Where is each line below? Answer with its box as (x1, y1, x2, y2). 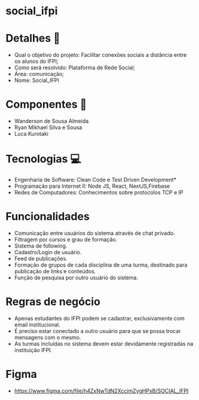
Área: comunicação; (14, 71, 64, 78)
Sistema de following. (14, 242, 68, 249)
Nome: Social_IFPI (14, 77, 59, 84)
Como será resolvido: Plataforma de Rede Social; (14, 64, 136, 71)
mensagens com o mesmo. (14, 334, 81, 341)
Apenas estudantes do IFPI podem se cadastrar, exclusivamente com (14, 314, 185, 322)
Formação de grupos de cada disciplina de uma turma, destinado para (14, 261, 188, 268)
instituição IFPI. (14, 346, 53, 353)
